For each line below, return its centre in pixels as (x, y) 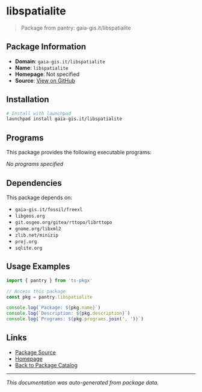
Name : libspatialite (41, 68)
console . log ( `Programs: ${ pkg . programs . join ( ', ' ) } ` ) (75, 319)
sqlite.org (29, 248)
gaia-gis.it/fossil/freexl (49, 209)
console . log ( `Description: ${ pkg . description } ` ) (68, 314)
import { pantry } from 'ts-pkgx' (50, 280)
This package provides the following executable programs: (79, 153)
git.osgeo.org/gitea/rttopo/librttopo (63, 222)
